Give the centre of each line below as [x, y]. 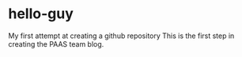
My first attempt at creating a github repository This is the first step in [121, 36]
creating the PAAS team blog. [56, 44]
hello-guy [41, 14]
